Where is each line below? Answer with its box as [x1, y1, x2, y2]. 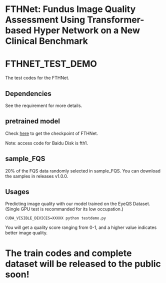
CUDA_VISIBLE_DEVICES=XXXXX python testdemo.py [5, 216, 106, 221]
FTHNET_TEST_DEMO [5, 58, 97, 69]
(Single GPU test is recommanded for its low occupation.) [5, 206, 123, 212]
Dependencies [5, 89, 51, 98]
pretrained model [5, 117, 60, 125]
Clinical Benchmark [5, 35, 88, 47]
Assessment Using [5, 14, 85, 25]
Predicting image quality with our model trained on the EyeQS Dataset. [5, 201, 150, 207]
